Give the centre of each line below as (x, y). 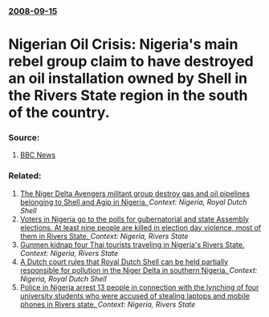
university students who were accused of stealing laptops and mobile (135, 295)
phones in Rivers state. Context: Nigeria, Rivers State (108, 304)
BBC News (38, 155)
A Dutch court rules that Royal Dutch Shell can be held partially (124, 262)
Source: (24, 138)
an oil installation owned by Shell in (128, 79)
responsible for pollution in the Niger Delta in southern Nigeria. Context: (139, 270)
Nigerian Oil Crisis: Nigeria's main (123, 45)
